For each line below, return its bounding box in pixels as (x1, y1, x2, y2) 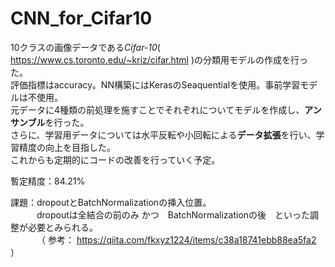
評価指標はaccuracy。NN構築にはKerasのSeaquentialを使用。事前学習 (10, 78, 301, 91)
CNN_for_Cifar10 (10, 7, 153, 30)
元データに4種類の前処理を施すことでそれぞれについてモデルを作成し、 (10, 103, 305, 116)
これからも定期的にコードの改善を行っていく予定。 (10, 153, 221, 166)
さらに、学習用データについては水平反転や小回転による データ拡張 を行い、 (10, 128, 317, 141)
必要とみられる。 (27, 221, 98, 233)
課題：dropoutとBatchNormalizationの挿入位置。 (10, 196, 212, 208)
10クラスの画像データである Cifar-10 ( (10, 41, 161, 53)
